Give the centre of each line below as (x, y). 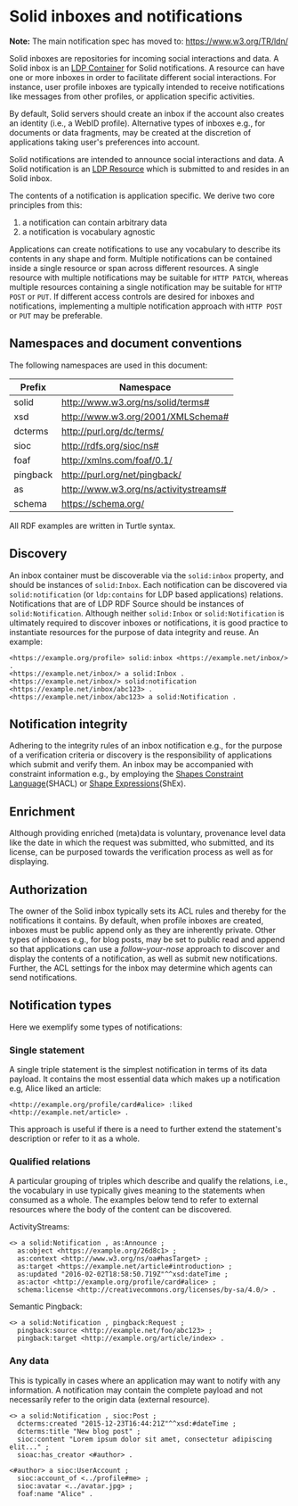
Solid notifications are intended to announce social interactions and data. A (147, 159)
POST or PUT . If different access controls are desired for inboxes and (132, 296)
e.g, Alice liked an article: (56, 1088)
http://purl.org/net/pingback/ (121, 475)
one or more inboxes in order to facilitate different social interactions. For (143, 77)
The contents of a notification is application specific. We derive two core (142, 195)
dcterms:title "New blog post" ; (79, 1431)
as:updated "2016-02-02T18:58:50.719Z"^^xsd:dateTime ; (123, 1274)
